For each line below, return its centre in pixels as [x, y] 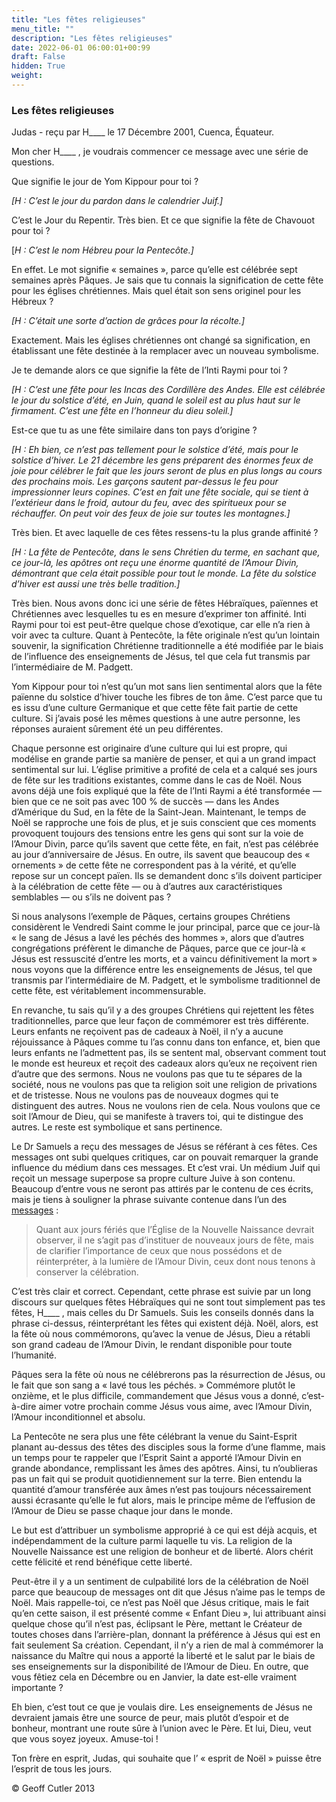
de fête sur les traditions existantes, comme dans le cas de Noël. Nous [157, 780]
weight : [27, 76]
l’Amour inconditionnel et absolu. [78, 1417]
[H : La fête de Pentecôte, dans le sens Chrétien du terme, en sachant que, [166, 552]
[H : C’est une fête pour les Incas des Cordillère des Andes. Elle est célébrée [168, 390]
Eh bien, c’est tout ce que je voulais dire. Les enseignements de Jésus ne [162, 1707]
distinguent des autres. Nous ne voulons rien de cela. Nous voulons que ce [166, 1106]
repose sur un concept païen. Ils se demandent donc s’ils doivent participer [167, 876]
